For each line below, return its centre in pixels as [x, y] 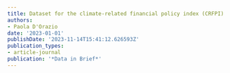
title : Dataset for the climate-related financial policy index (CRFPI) [116, 14]
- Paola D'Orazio [33, 26]
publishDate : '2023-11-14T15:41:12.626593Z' [73, 40]
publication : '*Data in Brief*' [54, 59]
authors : [20, 20]
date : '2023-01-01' [36, 33]
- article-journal [34, 53]
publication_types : [36, 46]
